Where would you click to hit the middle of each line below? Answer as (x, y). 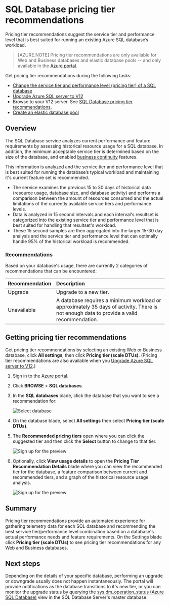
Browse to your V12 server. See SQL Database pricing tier (73, 101)
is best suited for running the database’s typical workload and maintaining (82, 172)
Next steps (23, 564)
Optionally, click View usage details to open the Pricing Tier (76, 461)
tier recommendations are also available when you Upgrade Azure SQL (79, 360)
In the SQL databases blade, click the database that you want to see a (86, 396)
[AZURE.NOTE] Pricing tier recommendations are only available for (87, 55)
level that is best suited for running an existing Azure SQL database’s (77, 40)
